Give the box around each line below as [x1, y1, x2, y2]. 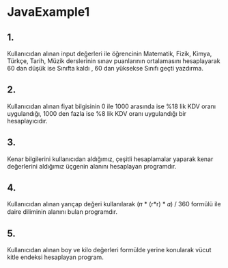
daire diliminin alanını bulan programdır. [7, 208, 118, 216]
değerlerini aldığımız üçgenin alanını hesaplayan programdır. [7, 162, 177, 170]
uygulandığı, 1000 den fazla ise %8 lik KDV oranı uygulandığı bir [7, 109, 186, 117]
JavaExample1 [7, 4, 90, 20]
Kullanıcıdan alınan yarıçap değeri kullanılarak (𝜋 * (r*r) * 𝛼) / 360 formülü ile [7, 200, 221, 208]
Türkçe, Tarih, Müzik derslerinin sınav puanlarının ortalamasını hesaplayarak [7, 57, 220, 65]
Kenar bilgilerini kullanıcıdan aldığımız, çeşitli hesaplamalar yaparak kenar [7, 155, 214, 163]
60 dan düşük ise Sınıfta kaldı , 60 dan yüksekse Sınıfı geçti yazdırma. [7, 64, 203, 72]
